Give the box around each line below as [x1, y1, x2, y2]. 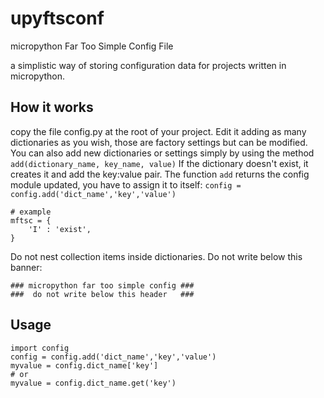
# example [10, 207, 52, 217]
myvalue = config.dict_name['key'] [10, 360, 159, 371]
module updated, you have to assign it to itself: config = [10, 178, 242, 191]
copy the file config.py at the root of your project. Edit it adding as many [10, 125, 307, 137]
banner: [10, 261, 43, 273]
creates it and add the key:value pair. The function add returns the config [10, 168, 310, 180]
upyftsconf [10, 7, 105, 30]
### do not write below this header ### [10, 289, 195, 299]
